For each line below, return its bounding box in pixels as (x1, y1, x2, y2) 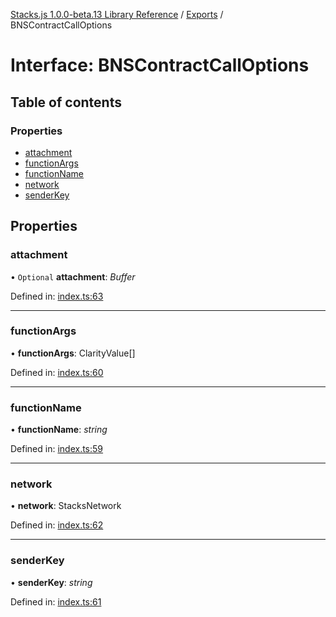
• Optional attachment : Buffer (10, 270, 136, 283)
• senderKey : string (10, 576, 93, 588)
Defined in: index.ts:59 (10, 443, 104, 455)
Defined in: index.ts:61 (10, 595, 102, 608)
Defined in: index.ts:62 (10, 519, 104, 531)
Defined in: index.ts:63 (10, 290, 104, 302)
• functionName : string (10, 424, 108, 436)
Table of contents (10, 94, 122, 111)
